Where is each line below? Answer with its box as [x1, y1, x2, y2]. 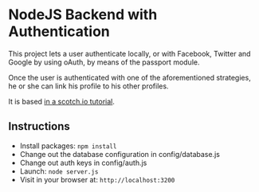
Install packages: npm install [19, 141, 117, 151]
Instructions [8, 120, 70, 133]
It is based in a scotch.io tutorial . [8, 96, 116, 106]
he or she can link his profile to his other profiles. [8, 81, 169, 91]
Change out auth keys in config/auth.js [19, 158, 147, 167]
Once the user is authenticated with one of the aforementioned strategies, [8, 72, 251, 82]
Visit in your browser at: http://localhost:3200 [19, 174, 175, 184]
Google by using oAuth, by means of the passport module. [8, 57, 200, 67]
